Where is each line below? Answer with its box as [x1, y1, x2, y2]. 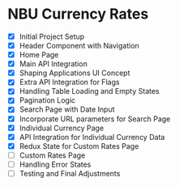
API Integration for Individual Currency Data [19, 132, 165, 142]
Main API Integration [19, 59, 88, 69]
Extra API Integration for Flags [19, 78, 120, 87]
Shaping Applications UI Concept [19, 68, 130, 78]
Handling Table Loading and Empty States [19, 87, 160, 96]
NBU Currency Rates [7, 5, 149, 23]
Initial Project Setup [19, 32, 85, 41]
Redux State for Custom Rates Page [19, 141, 139, 150]
